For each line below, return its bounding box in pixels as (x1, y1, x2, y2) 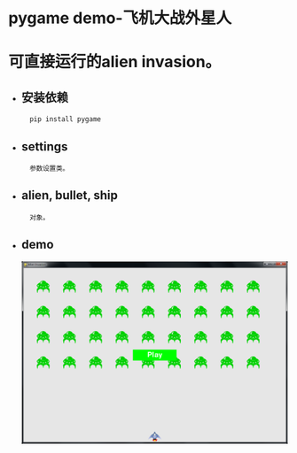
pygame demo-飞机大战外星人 (8, 8, 232, 28)
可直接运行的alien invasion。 (8, 52, 222, 72)
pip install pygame (29, 115, 101, 124)
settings (20, 139, 68, 154)
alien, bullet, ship (20, 188, 119, 203)
